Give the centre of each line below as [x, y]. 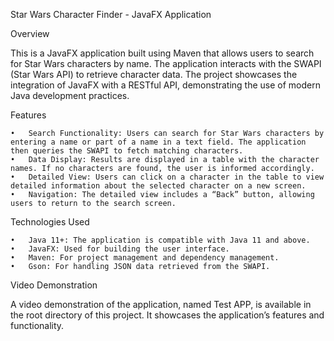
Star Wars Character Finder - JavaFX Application [111, 14]
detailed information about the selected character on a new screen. [158, 186]
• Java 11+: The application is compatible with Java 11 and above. [160, 240]
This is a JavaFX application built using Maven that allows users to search [162, 53]
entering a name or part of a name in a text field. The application [158, 142]
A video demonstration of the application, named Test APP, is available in [161, 304]
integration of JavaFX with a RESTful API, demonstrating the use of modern [165, 85]
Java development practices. [70, 95]
